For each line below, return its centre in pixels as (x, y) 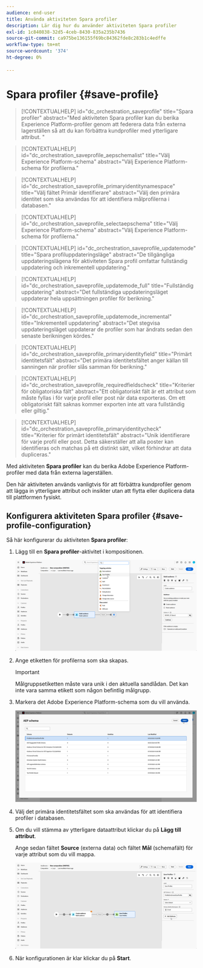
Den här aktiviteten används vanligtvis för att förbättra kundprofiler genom (99, 484)
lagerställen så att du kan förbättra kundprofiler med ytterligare (99, 131)
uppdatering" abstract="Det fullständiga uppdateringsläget (94, 292)
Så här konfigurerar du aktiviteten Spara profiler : (67, 540)
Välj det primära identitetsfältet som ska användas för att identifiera (98, 811)
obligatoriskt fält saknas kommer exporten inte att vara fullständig (103, 404)
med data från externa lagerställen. (69, 472)
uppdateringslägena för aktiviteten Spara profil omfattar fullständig (104, 261)
